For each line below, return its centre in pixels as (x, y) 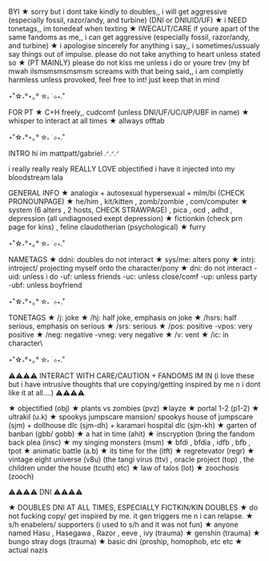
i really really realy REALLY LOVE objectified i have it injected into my (122, 169)
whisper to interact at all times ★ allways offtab (87, 121)
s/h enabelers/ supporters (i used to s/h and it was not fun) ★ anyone (123, 525)
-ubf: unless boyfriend (45, 285)
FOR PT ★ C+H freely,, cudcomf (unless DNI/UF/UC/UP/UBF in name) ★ (129, 112)
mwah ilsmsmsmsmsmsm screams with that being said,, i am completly (126, 71)
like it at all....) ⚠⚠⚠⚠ (47, 393)
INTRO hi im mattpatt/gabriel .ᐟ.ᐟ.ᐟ (64, 153)
